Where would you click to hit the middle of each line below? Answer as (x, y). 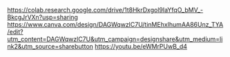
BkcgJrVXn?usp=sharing (42, 17)
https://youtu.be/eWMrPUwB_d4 (141, 46)
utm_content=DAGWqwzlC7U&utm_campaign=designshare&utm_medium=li (115, 39)
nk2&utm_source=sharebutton (50, 46)
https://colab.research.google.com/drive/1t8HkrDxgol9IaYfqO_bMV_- (105, 10)
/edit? (15, 32)
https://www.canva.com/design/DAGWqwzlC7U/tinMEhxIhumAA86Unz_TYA (115, 24)
